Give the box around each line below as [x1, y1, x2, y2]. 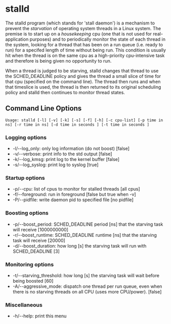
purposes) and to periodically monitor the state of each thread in [30, 36, 166, 42]
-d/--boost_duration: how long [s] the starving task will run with [12, 242, 146, 249]
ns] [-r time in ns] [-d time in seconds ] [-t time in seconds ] [5, 122, 150, 127]
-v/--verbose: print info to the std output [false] [12, 151, 112, 157]
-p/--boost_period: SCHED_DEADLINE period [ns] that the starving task [12, 221, 163, 227]
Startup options [5, 174, 45, 181]
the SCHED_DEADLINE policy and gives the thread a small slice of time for [5, 73, 161, 79]
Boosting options [5, 209, 49, 217]
